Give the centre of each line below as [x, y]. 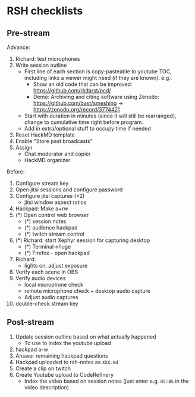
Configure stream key [42, 183]
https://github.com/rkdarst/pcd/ [72, 90]
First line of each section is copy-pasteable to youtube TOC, [98, 72]
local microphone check [54, 285]
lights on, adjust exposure [56, 266]
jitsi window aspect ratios [55, 202]
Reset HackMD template [45, 135]
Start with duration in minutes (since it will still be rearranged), [100, 116]
